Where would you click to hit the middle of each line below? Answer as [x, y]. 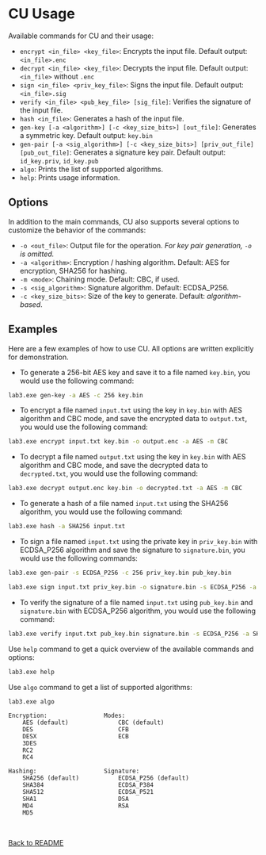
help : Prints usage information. [70, 177]
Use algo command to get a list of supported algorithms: [100, 687]
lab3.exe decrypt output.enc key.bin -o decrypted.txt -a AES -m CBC [125, 489]
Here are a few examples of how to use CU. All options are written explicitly [131, 348]
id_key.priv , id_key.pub [59, 160]
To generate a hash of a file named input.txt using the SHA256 [124, 504]
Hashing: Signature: [74, 771]
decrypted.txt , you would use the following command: [108, 474]
